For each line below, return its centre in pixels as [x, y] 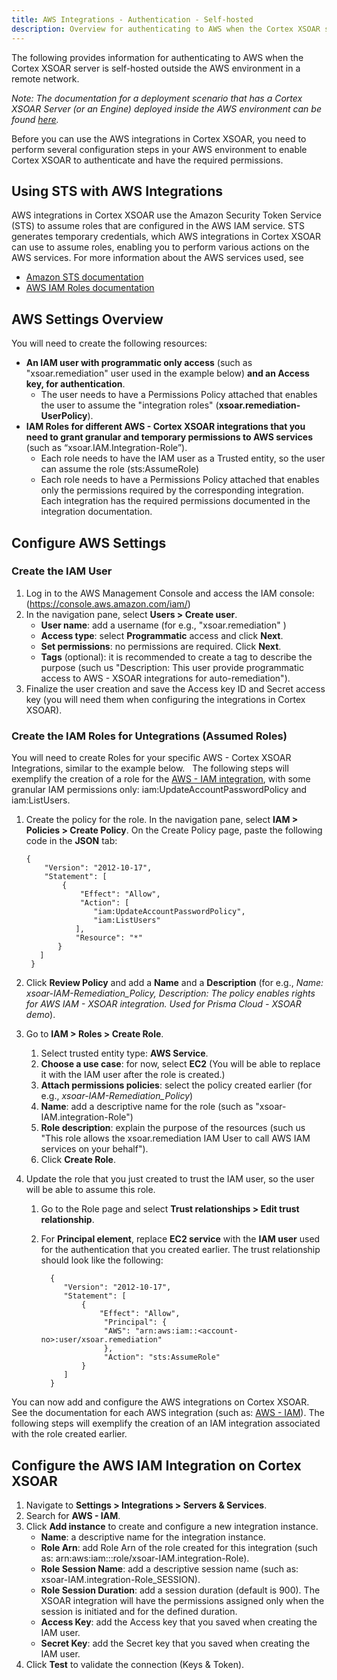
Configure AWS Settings [89, 542]
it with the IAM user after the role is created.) [133, 1075]
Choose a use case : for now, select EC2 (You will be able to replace [180, 1064]
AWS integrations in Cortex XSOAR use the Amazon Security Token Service [166, 215]
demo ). [40, 1015]
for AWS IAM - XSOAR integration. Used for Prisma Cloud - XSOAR [163, 1004]
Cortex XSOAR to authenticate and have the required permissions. [147, 160]
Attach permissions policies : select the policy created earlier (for [176, 1085]
